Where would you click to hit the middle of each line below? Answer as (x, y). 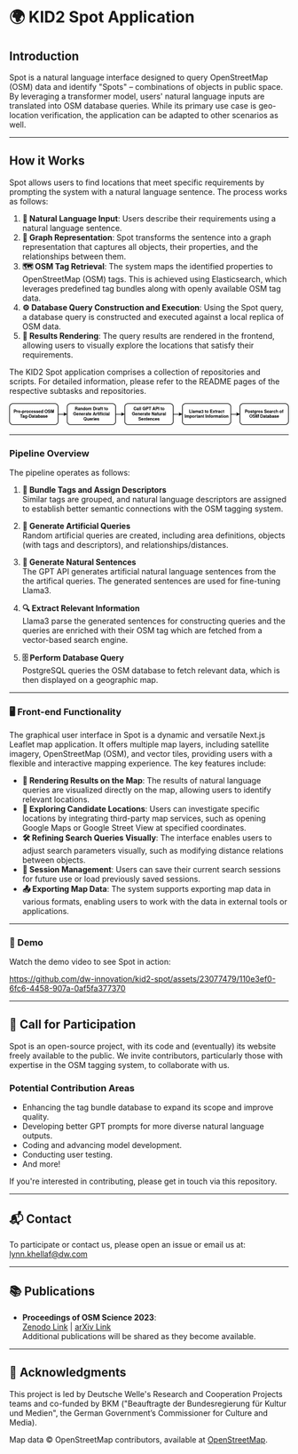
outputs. (37, 1136)
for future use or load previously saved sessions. (111, 879)
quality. (35, 1117)
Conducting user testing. (67, 1155)
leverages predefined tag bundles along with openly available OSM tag (151, 288)
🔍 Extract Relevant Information (81, 608)
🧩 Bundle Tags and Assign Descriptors (94, 490)
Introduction (44, 56)
